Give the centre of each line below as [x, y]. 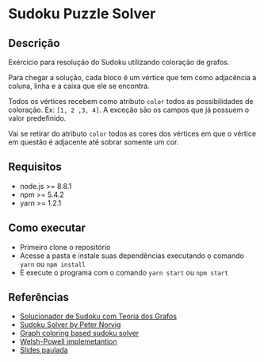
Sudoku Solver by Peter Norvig [70, 325]
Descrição [34, 43]
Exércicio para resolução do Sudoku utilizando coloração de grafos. [119, 62]
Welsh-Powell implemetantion [68, 341]
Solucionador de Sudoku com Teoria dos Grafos [98, 316]
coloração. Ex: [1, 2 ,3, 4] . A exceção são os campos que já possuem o [129, 110]
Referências [39, 297]
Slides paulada [44, 350]
